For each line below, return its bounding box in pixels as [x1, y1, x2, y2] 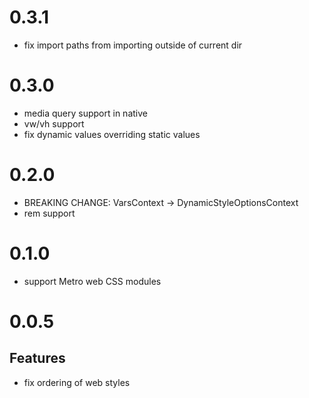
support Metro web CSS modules [23, 275, 162, 287]
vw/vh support [23, 117, 85, 130]
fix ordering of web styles [23, 376, 131, 388]
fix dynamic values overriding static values [23, 128, 201, 140]
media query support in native [23, 107, 148, 119]
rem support [23, 207, 76, 219]
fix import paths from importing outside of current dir [23, 39, 243, 51]
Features [9, 350, 66, 367]
